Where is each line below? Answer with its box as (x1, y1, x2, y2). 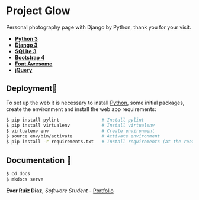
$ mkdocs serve (6, 176, 44, 182)
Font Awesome (14, 60, 53, 67)
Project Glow (6, 4, 70, 18)
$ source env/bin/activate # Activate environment (6, 133, 161, 139)
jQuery (14, 66, 33, 73)
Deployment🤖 (6, 84, 57, 94)
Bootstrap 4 (14, 54, 45, 61)
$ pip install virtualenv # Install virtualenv (6, 122, 155, 128)
